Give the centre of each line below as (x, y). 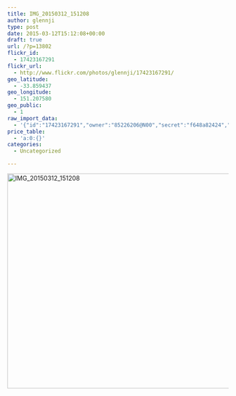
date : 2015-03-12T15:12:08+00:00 (56, 33)
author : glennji (31, 20)
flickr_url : (25, 66)
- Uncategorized (37, 151)
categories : (25, 145)
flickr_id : (23, 53)
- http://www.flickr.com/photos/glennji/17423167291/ (94, 72)
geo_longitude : (29, 92)
